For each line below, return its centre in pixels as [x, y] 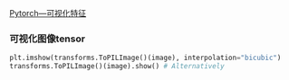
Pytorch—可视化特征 [48, 13]
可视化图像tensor [48, 39]
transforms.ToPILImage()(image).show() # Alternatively [117, 67]
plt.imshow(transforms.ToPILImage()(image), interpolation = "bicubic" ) [145, 58]
